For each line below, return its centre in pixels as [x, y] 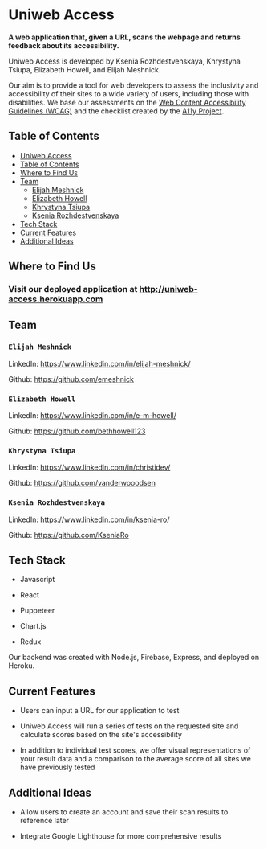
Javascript [37, 580]
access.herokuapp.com [56, 299]
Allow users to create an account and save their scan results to [124, 812]
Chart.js [33, 626]
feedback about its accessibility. [64, 45]
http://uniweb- [168, 289]
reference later [44, 821]
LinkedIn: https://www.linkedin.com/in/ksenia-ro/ [89, 519]
